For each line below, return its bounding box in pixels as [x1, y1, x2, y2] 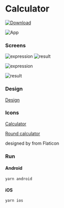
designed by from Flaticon [5, 140, 59, 146]
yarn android [5, 176, 32, 181]
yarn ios [5, 198, 23, 203]
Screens [5, 42, 26, 49]
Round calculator [5, 130, 40, 136]
